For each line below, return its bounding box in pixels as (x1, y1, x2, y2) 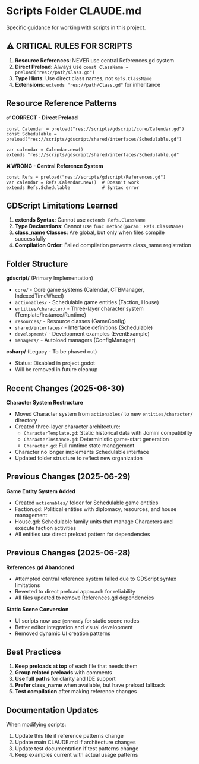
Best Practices (6, 647, 61, 657)
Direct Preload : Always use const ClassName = (14, 63, 129, 70)
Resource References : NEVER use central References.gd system (14, 56, 175, 64)
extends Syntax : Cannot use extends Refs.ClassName (14, 216, 146, 223)
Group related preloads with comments (14, 669, 112, 676)
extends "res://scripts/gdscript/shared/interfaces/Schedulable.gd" (6, 151, 179, 158)
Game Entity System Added (6, 487, 76, 494)
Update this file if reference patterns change (14, 733, 124, 740)
